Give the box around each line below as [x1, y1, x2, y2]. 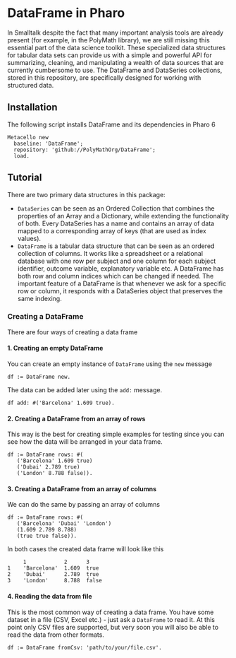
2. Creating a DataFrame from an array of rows [7, 414, 146, 423]
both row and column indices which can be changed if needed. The [17, 271, 214, 280]
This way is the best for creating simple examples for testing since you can [7, 430, 225, 439]
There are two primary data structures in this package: [7, 190, 166, 199]
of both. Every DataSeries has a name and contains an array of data [17, 219, 215, 228]
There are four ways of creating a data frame [7, 327, 138, 336]
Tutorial [7, 172, 42, 184]
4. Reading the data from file [7, 592, 93, 601]
